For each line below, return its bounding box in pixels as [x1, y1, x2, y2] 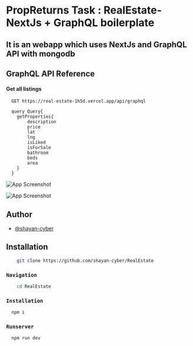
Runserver [6, 323, 34, 330]
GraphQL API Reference [6, 68, 95, 78]
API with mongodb [6, 48, 75, 59]
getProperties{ [16, 114, 54, 120]
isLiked [27, 140, 46, 146]
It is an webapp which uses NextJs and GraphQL [6, 39, 187, 50]
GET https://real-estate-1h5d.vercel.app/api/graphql [11, 98, 146, 104]
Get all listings [6, 85, 42, 92]
